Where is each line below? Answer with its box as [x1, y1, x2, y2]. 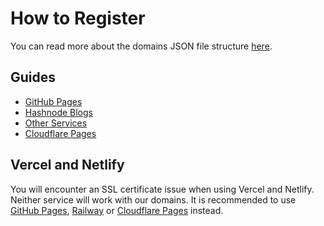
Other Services [24, 117, 88, 129]
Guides [10, 69, 57, 86]
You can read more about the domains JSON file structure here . [10, 40, 273, 52]
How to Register [10, 7, 146, 30]
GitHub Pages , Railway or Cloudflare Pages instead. [10, 204, 224, 216]
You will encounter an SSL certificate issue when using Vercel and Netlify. [10, 183, 315, 195]
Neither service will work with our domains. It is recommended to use [10, 193, 297, 206]
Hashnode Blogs [24, 106, 93, 118]
